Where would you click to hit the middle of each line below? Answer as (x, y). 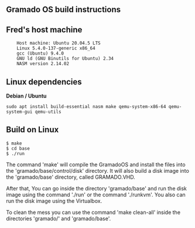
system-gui (19, 112)
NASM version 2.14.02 (43, 64)
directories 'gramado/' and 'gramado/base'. (59, 218)
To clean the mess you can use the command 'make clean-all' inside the (93, 212)
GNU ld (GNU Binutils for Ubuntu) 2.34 (65, 59)
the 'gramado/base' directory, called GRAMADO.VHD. (71, 177)
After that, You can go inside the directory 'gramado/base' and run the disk (97, 188)
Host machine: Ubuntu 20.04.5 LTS (59, 43)
